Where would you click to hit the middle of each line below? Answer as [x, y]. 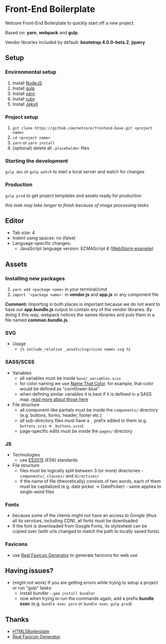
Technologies [26, 454]
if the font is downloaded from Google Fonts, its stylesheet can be [80, 526]
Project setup [22, 117]
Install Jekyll [25, 104]
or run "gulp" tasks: [32, 588]
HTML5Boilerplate [31, 632]
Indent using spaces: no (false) [44, 238]
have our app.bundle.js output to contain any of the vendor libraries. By [79, 310]
